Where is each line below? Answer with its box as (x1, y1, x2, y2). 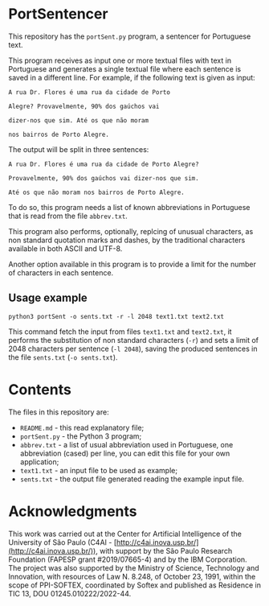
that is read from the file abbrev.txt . (8, 211, 128, 221)
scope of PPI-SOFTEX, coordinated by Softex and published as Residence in (8, 580, 261, 590)
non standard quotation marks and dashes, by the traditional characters (8, 235, 246, 245)
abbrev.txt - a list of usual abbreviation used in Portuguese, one (19, 439, 234, 449)
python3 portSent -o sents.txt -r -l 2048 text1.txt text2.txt (8, 312, 225, 320)
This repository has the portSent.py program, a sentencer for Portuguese (8, 31, 251, 41)
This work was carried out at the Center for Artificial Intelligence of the (8, 529, 243, 538)
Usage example (8, 291, 88, 305)
